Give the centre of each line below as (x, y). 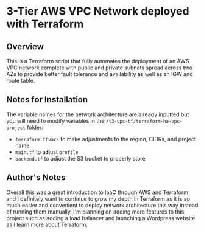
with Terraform (45, 24)
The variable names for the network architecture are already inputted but (98, 114)
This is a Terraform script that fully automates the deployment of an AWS (98, 61)
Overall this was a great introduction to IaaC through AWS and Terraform (97, 192)
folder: (35, 127)
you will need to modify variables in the (55, 120)
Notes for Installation (47, 99)
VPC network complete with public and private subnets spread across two (100, 68)
